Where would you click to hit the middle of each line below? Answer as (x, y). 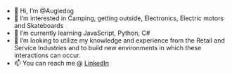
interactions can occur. (47, 55)
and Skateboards (39, 25)
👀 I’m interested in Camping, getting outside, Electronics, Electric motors (119, 18)
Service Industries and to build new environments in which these (108, 48)
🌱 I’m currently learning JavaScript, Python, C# (82, 33)
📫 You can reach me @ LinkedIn (62, 63)
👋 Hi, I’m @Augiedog (44, 11)
